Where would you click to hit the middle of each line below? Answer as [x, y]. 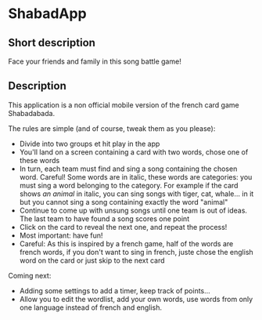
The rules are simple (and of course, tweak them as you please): [112, 128]
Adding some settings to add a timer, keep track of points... [115, 290]
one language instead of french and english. [91, 307]
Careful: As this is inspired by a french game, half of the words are [126, 243]
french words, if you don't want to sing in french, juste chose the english [136, 252]
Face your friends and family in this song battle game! [95, 61]
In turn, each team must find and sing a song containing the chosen [128, 169]
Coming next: [30, 275]
